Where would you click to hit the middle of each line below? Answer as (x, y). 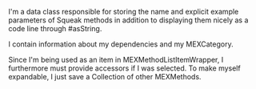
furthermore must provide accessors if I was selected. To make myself (125, 68)
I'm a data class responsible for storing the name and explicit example (124, 12)
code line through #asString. (55, 28)
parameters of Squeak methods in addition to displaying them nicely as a (128, 20)
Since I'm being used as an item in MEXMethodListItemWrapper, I (116, 60)
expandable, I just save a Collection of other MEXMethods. (105, 77)
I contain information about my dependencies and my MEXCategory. (121, 44)
